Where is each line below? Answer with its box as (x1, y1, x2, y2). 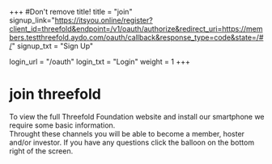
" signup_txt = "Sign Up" (11, 41, 94, 51)
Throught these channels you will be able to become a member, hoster (9, 128, 245, 138)
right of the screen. (9, 145, 74, 156)
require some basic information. (9, 120, 116, 130)
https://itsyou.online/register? (54, 15, 153, 25)
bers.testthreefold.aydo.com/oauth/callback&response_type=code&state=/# (9, 32, 264, 42)
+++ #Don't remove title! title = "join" (9, 7, 133, 16)
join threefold (9, 85, 102, 103)
